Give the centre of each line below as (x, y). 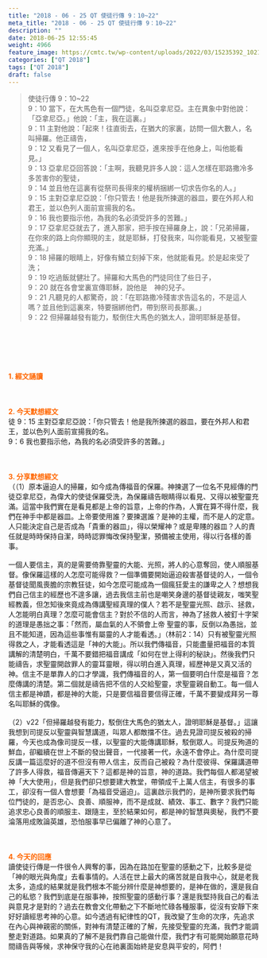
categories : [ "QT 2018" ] (49, 60)
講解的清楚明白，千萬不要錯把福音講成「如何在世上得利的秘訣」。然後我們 (128, 654)
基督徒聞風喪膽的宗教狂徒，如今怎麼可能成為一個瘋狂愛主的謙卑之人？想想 (130, 584)
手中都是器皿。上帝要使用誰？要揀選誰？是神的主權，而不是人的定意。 (144, 516)
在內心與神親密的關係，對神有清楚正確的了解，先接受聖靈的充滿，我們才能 (130, 926)
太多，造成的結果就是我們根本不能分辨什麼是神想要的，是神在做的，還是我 (130, 886)
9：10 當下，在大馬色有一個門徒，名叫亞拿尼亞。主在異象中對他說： (139, 108)
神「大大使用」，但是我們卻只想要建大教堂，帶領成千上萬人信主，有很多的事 (132, 782)
